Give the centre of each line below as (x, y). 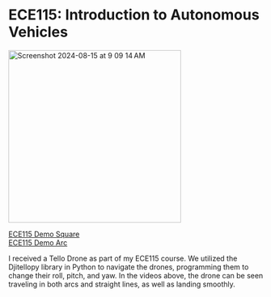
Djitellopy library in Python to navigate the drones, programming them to (129, 267)
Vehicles (38, 32)
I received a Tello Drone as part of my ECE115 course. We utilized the (123, 258)
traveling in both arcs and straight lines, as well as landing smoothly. (122, 284)
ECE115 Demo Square (44, 234)
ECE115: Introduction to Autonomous (134, 15)
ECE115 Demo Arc (38, 242)
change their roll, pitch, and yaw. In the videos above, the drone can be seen (136, 275)
